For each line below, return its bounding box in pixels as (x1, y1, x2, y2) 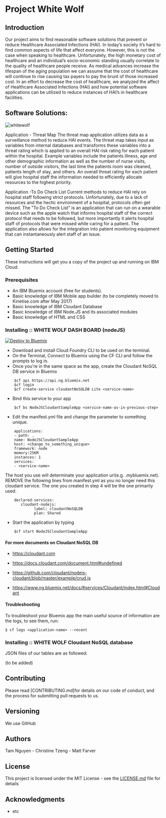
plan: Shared (34, 511, 61, 516)
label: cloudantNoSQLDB (34, 506, 83, 511)
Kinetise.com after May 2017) (12, 298, 72, 304)
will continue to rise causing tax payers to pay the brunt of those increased (5, 74, 158, 79)
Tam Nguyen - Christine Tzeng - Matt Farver (5, 748, 96, 754)
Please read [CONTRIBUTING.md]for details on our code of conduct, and (5, 687, 155, 693)
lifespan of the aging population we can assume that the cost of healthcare (5, 68, 159, 74)
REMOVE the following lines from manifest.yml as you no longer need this (5, 478, 155, 484)
